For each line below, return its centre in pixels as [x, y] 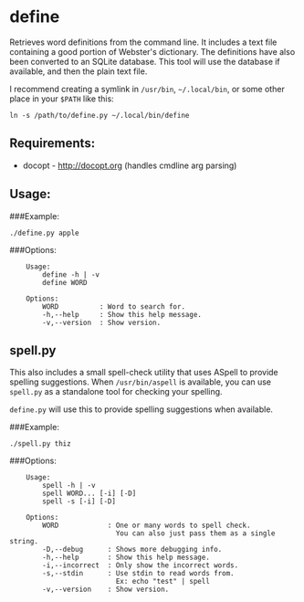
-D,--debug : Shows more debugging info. [132, 550]
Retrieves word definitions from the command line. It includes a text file [143, 42]
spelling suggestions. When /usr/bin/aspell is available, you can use [141, 382]
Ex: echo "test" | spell [162, 582]
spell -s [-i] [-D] [79, 502]
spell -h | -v [69, 486]
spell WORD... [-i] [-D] [89, 494]
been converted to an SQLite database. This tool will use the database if [145, 61]
